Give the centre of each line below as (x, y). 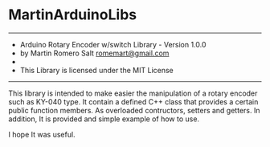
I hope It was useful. (42, 134)
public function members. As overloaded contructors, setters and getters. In (134, 110)
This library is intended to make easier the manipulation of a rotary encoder (133, 93)
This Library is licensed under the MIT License (97, 70)
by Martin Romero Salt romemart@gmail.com (94, 53)
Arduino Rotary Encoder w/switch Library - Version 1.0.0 (113, 44)
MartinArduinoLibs (73, 15)
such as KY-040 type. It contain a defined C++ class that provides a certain (133, 101)
